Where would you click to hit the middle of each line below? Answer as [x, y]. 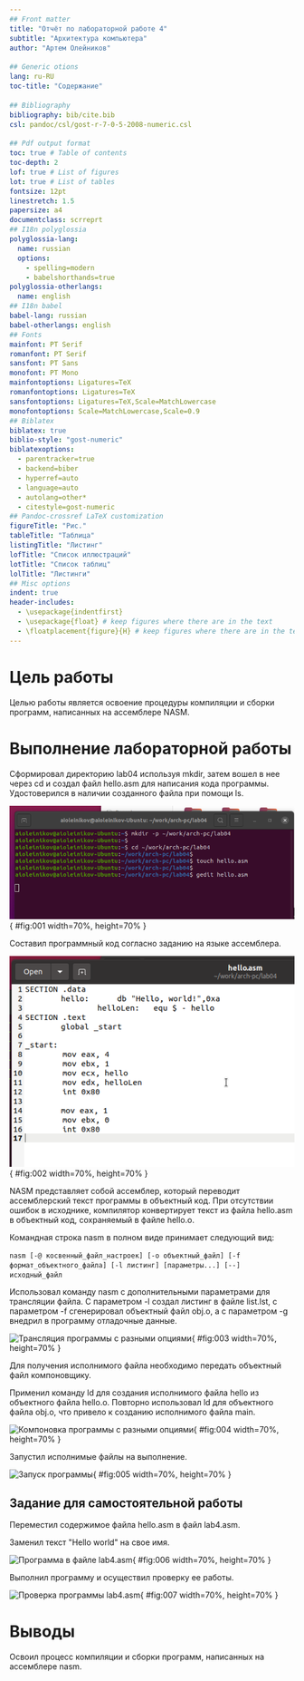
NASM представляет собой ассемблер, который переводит [125, 1191]
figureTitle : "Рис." [48, 526]
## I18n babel [36, 306]
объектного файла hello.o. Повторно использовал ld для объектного [142, 1403]
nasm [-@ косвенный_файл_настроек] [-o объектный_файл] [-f [125, 1256]
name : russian [44, 248]
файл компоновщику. [51, 1375]
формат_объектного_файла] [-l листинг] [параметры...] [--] [125, 1266]
